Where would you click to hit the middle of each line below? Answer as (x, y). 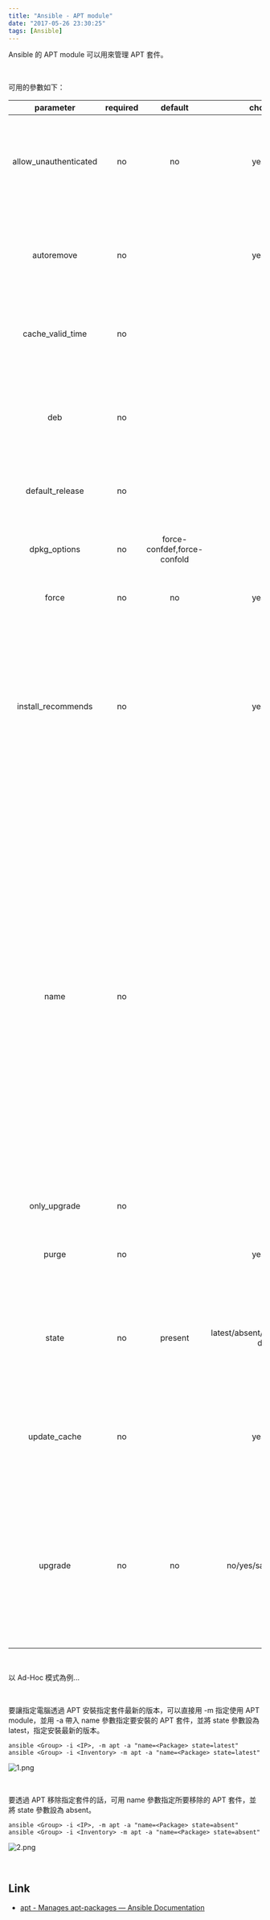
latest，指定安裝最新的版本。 (56, 1731)
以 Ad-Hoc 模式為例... (44, 1677)
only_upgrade (55, 1206)
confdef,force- (174, 549)
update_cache (55, 1437)
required (122, 108)
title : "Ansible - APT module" (61, 16)
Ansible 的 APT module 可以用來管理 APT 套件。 (88, 55)
